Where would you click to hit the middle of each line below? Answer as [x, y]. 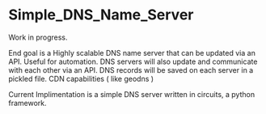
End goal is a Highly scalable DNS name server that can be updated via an [132, 53]
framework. [27, 103]
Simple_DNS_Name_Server [101, 15]
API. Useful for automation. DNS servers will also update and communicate [133, 61]
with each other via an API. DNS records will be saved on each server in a [131, 70]
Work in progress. [38, 37]
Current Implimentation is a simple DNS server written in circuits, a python [132, 94]
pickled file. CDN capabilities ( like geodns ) [81, 78]
